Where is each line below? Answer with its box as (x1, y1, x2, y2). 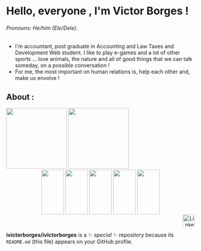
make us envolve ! (14, 75, 60, 82)
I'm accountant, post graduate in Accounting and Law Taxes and (14, 43, 175, 50)
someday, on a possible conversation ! (14, 62, 110, 69)
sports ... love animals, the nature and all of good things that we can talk (14, 56, 193, 63)
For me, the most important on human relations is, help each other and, (14, 68, 190, 75)
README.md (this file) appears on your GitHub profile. (6, 238, 133, 246)
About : (6, 91, 35, 102)
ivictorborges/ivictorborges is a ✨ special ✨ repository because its (6, 231, 175, 238)
